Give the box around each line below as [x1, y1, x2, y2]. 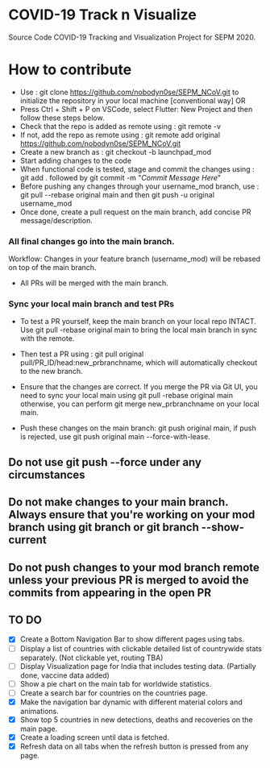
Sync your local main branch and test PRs [8, 298, 175, 309]
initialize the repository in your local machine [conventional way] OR [19, 95, 246, 106]
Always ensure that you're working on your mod [8, 508, 255, 521]
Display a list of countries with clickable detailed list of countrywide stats [19, 643, 262, 654]
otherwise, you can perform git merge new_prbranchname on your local [19, 399, 260, 409]
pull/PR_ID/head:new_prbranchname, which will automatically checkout [19, 358, 258, 367]
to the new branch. [19, 367, 83, 376]
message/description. [19, 215, 93, 225]
